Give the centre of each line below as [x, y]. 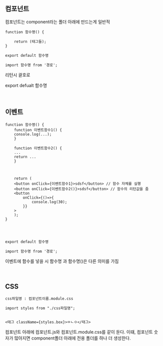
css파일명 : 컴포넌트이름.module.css [39, 299]
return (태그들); [30, 42]
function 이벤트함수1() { [38, 130]
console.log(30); [49, 202]
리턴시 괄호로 [18, 75]
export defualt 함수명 [26, 85]
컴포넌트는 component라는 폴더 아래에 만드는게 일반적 [58, 22]
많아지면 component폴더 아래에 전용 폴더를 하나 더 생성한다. [72, 338]
